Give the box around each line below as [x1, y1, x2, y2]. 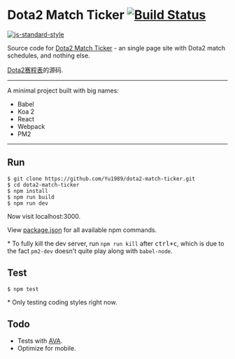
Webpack [17, 122, 45, 130]
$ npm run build [7, 194, 55, 201]
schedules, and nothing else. [7, 51, 91, 60]
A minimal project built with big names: [7, 86, 119, 95]
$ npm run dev [7, 200, 49, 207]
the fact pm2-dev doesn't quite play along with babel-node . [7, 246, 173, 255]
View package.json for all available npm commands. [7, 225, 157, 234]
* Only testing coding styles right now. [7, 298, 117, 306]
